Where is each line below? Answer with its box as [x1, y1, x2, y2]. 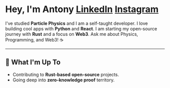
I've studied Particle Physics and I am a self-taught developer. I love [5, 20, 148, 26]
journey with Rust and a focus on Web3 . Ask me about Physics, [5, 31, 138, 37]
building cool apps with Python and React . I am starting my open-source [5, 25, 157, 31]
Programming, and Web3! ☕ [5, 36, 64, 42]
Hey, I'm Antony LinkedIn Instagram [5, 4, 159, 15]
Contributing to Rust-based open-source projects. [12, 71, 119, 77]
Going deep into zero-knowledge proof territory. [12, 77, 115, 83]
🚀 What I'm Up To [5, 58, 61, 67]
